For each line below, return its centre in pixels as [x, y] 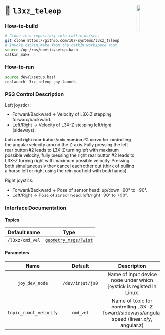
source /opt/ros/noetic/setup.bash [41, 50]
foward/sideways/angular [132, 313]
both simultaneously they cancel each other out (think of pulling [70, 166]
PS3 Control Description [35, 94]
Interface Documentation [36, 208]
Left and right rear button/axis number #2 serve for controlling [68, 140]
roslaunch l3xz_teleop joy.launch [41, 82]
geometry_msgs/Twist [69, 240]
